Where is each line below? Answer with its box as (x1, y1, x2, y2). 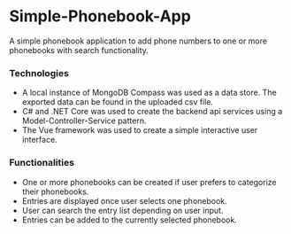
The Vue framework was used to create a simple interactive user (21, 125, 258, 136)
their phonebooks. (21, 186, 89, 197)
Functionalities (9, 157, 75, 169)
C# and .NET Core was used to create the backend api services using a (21, 106, 283, 117)
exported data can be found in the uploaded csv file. (21, 97, 214, 107)
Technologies (9, 66, 69, 79)
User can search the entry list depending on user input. (21, 205, 224, 215)
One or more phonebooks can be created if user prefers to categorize (21, 176, 277, 187)
